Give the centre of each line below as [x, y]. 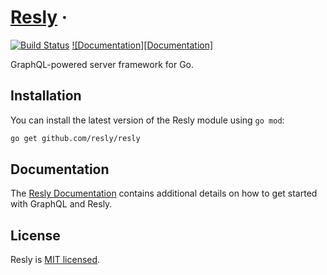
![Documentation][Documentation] [142, 45]
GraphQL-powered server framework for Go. [102, 64]
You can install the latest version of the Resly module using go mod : [147, 120]
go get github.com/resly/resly [75, 138]
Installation [46, 96]
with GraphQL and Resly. [61, 204]
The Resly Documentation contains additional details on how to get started [164, 193]
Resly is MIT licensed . [55, 260]
